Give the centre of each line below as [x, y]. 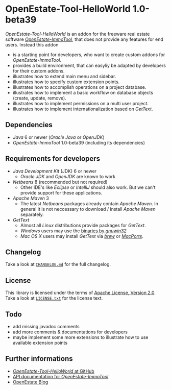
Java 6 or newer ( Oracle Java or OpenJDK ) [58, 137]
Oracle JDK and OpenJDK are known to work [68, 176]
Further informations [39, 359]
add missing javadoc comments [46, 326]
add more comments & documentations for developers [70, 332]
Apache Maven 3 [31, 198]
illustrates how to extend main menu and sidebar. [64, 76]
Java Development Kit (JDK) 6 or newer [55, 171]
